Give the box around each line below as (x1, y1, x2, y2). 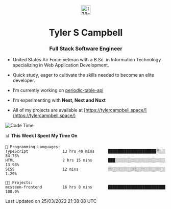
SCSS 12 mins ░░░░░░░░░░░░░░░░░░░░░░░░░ (5, 167, 166, 172)
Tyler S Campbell (48, 27, 123, 38)
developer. (12, 77, 35, 84)
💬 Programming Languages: (5, 145, 60, 150)
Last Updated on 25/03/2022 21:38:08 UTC (5, 198, 97, 204)
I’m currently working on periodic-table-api (12, 87, 104, 94)
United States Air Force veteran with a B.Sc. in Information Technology (12, 57, 161, 63)
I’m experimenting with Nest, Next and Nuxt (12, 97, 106, 103)
